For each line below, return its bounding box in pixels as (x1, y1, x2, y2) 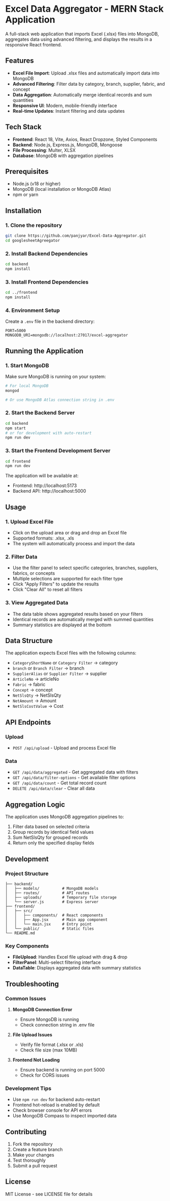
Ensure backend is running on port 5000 (20, 1066, 105, 1072)
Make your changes (12, 1152, 54, 1158)
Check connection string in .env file (20, 1021, 95, 1028)
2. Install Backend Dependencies (5, 250, 88, 257)
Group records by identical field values (12, 829, 94, 835)
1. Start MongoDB (5, 362, 49, 369)
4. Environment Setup (5, 306, 60, 314)
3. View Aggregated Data (5, 599, 69, 606)
